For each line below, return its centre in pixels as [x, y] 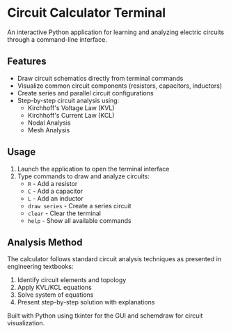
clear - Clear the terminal [64, 213]
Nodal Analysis [49, 123]
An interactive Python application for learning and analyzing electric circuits [116, 32]
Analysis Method [45, 242]
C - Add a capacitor [55, 191]
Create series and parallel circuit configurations [86, 93]
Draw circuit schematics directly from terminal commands [100, 78]
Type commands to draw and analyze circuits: [83, 176]
